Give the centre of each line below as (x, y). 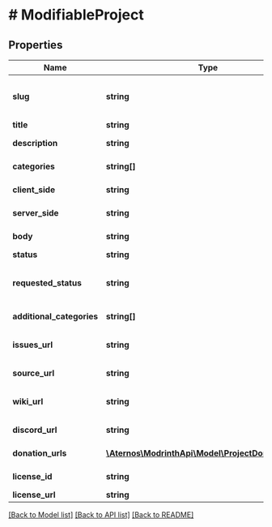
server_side (36, 213)
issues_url (33, 345)
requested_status (47, 283)
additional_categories (55, 316)
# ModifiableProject (76, 15)
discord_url (35, 430)
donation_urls (40, 453)
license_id (32, 476)
